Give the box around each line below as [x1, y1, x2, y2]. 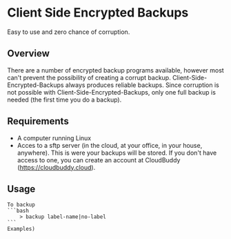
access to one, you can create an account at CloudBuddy [17, 155, 181, 164]
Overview [7, 48, 50, 59]
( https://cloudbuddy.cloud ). [17, 163, 96, 171]
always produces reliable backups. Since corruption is [65, 81, 219, 89]
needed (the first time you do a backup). [7, 95, 122, 104]
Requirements [7, 115, 69, 127]
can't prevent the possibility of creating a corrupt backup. [7, 73, 171, 82]
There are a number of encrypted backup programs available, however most [7, 66, 224, 74]
